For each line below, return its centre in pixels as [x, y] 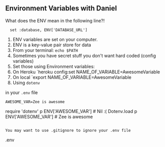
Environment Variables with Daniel [61, 8]
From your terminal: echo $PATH [45, 50]
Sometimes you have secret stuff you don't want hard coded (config [84, 55]
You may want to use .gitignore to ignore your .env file [68, 130]
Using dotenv [26, 82]
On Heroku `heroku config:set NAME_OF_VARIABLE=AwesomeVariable [86, 72]
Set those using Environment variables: [54, 66]
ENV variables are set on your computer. [55, 39]
